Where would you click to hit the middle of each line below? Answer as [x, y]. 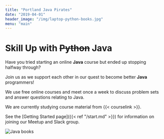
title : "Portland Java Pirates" [39, 10]
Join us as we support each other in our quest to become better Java [76, 77]
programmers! [20, 82]
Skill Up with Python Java [59, 48]
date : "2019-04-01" [25, 14]
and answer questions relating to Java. [45, 97]
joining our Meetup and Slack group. [42, 122]
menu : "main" [19, 24]
